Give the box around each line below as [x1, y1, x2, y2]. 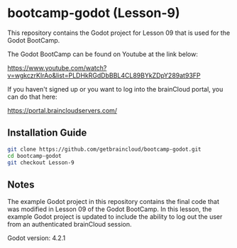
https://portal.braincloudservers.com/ [7, 106, 118, 114]
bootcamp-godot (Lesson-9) [7, 5, 180, 21]
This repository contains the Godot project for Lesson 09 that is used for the [7, 28, 231, 37]
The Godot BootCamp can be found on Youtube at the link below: [7, 50, 199, 58]
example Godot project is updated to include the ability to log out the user [7, 212, 223, 221]
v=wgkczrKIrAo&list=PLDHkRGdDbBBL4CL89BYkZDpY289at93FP [7, 71, 201, 80]
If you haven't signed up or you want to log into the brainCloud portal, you [7, 85, 224, 93]
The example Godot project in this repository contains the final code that [7, 198, 220, 206]
